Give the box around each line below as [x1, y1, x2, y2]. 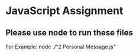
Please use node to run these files [5, 28, 134, 38]
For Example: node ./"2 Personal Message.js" [5, 43, 117, 50]
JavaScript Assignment [5, 4, 124, 18]
